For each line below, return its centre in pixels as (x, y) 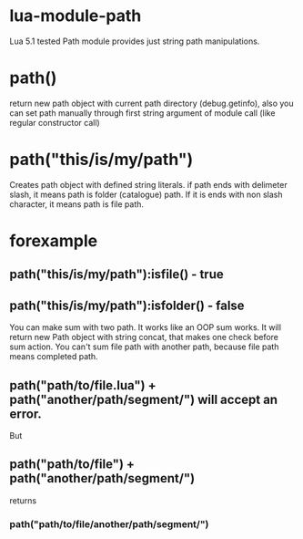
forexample (54, 241)
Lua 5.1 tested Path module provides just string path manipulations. (135, 41)
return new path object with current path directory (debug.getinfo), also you (151, 103)
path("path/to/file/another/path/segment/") (109, 523)
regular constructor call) (55, 122)
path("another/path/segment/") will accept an (144, 399)
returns (23, 500)
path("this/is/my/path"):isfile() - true (117, 275)
